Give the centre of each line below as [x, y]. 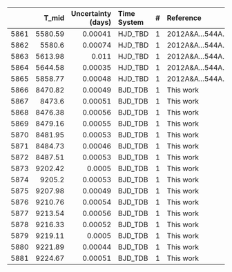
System [130, 22]
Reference [184, 18]
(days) [100, 22]
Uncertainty [91, 13]
